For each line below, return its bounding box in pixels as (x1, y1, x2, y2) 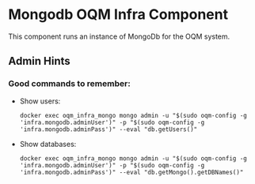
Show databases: (19, 139, 77, 148)
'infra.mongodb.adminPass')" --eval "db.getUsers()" (19, 125, 198, 133)
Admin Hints (8, 54, 71, 68)
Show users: (19, 96, 61, 106)
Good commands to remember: (8, 78, 131, 89)
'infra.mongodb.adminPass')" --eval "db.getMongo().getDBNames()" (19, 168, 244, 176)
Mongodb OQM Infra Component (8, 6, 228, 24)
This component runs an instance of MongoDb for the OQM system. (8, 32, 230, 41)
